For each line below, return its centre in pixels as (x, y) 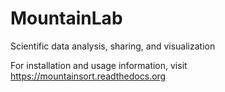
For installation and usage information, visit (99, 65)
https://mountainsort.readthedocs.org (88, 76)
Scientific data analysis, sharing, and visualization (113, 46)
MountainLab (66, 18)
